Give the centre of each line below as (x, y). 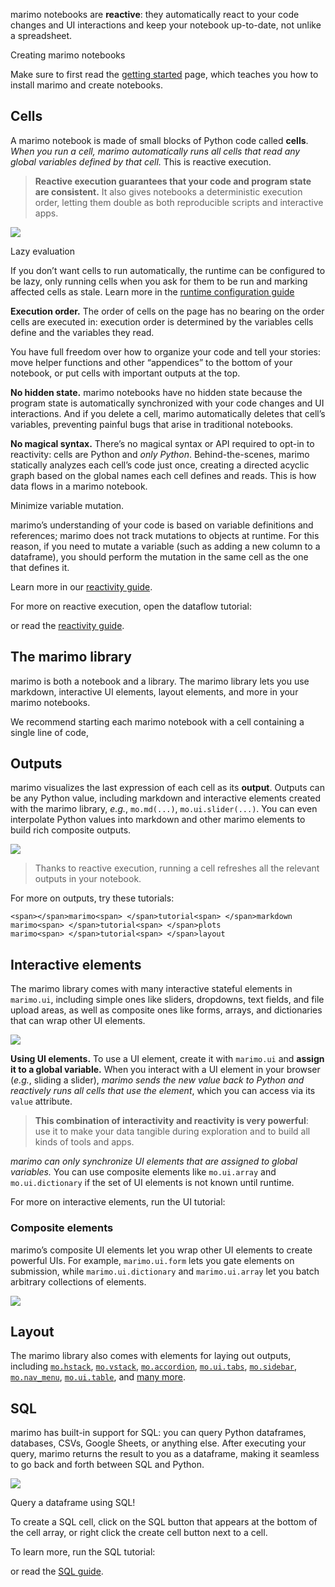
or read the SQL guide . (57, 1571)
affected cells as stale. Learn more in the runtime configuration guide (152, 291)
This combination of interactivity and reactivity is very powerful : (171, 1121)
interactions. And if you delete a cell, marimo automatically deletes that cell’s (168, 413)
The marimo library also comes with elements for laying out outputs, (151, 1356)
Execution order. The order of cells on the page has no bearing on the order (167, 311)
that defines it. (40, 567)
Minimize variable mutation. (67, 505)
